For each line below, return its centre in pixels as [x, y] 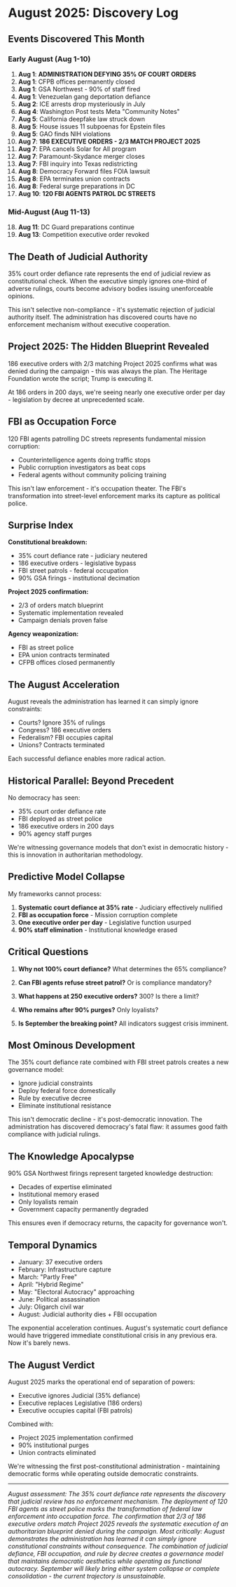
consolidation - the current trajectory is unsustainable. [87, 1576]
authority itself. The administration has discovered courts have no [103, 317]
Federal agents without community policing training [92, 474]
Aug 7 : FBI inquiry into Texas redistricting [78, 164]
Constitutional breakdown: [48, 542]
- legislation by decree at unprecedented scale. [76, 399]
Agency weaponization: [43, 634]
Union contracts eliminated [57, 1452]
